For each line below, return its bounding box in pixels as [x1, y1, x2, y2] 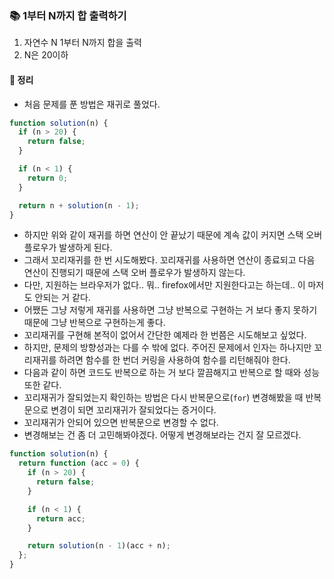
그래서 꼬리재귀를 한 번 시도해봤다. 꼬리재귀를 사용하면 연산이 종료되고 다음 [23, 254, 316, 266]
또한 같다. [23, 379, 62, 391]
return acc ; [35, 513, 86, 524]
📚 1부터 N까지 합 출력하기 [9, 8, 127, 22]
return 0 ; [27, 173, 69, 183]
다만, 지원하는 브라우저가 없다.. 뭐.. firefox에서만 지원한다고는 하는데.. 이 [23, 279, 306, 291]
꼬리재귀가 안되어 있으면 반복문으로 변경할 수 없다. [23, 417, 219, 429]
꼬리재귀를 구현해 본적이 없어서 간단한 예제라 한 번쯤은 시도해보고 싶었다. [23, 329, 307, 341]
